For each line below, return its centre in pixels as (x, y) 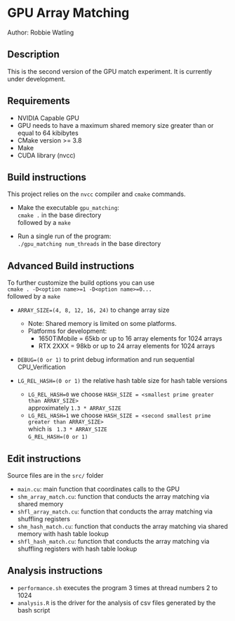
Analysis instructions (55, 571)
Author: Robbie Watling (41, 32)
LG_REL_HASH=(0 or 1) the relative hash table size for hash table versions (122, 381)
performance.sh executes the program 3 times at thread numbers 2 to (117, 587)
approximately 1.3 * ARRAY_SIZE (74, 408)
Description (33, 54)
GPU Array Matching (68, 13)
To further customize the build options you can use (81, 283)
